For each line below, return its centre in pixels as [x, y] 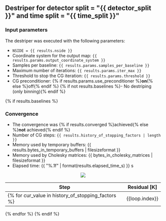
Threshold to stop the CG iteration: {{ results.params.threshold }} [81, 76]
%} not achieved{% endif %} [41, 130]
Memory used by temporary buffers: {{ [52, 144]
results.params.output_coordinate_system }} [59, 60]
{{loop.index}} [143, 198]
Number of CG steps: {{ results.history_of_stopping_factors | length [86, 135]
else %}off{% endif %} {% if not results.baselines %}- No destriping [82, 86]
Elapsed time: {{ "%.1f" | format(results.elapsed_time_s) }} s [73, 166]
